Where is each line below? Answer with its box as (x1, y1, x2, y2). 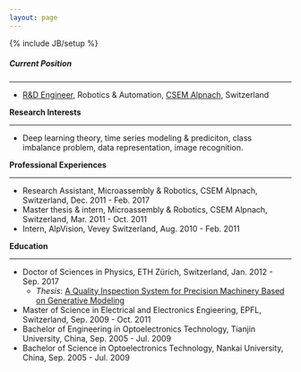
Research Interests (9, 107, 82, 117)
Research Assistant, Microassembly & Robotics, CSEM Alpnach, (21, 185, 258, 195)
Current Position (9, 58, 73, 69)
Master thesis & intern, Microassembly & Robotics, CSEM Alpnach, (21, 203, 268, 215)
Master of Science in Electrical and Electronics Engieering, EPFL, (21, 304, 262, 315)
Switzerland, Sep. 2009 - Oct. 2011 (21, 314, 151, 324)
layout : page (9, 13, 58, 22)
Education (9, 240, 48, 251)
